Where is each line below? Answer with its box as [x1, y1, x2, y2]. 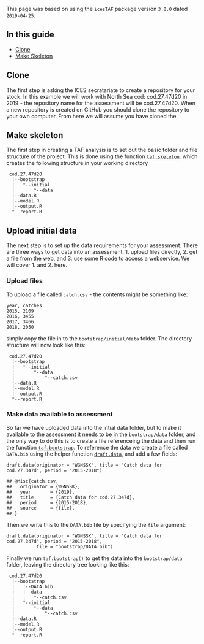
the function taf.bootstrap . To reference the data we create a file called [6, 443, 188, 451]
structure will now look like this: [6, 341, 86, 348]
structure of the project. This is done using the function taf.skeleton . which [6, 153, 198, 160]
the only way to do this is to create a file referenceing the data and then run [6, 437, 196, 444]
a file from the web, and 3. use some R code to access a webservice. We [6, 255, 190, 263]
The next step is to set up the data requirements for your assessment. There [6, 242, 199, 249]
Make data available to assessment [6, 410, 113, 419]
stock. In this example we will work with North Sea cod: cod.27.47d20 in [6, 93, 188, 100]
